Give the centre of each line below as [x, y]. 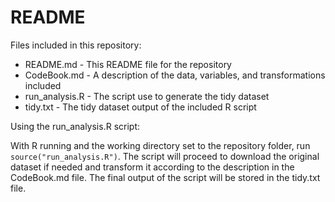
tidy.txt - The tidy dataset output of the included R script [140, 107]
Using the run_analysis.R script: [75, 126]
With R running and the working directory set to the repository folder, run [160, 145]
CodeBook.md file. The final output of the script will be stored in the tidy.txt [165, 177]
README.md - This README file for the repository [128, 64]
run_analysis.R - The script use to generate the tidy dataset [147, 96]
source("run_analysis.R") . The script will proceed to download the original [165, 156]
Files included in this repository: [76, 45]
